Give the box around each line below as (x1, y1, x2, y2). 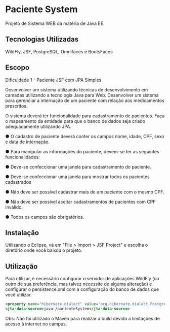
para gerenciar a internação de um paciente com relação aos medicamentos (5, 97, 164, 104)
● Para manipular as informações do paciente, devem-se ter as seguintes (5, 148, 159, 154)
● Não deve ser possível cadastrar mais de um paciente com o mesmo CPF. (5, 189, 164, 195)
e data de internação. (5, 139, 50, 145)
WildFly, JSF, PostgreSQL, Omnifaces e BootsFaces (5, 48, 113, 54)
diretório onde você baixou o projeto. (5, 247, 82, 253)
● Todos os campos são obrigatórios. (5, 214, 84, 220)
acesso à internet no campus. (5, 321, 67, 327)
